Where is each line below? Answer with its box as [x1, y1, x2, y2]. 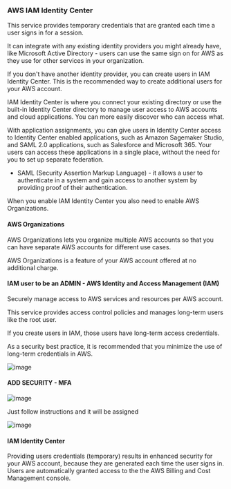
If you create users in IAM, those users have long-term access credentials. [7, 329, 220, 337]
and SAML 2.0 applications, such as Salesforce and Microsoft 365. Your [7, 141, 212, 149]
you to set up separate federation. [7, 155, 104, 164]
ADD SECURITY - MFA [7, 378, 72, 387]
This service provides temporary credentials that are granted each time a [7, 21, 216, 30]
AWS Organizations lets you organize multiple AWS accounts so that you [7, 236, 214, 244]
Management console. [7, 474, 71, 482]
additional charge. [7, 263, 59, 271]
